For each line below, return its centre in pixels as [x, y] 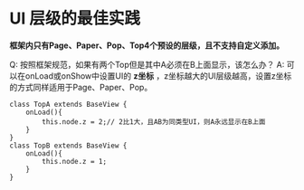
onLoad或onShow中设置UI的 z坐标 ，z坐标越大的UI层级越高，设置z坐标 [158, 76]
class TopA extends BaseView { [68, 104]
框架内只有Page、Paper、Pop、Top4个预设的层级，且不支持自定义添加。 [147, 45]
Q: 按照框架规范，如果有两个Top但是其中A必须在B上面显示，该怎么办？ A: [147, 64]
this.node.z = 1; [74, 161]
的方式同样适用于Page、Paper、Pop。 [81, 87]
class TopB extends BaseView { [68, 146]
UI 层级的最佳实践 [75, 19]
